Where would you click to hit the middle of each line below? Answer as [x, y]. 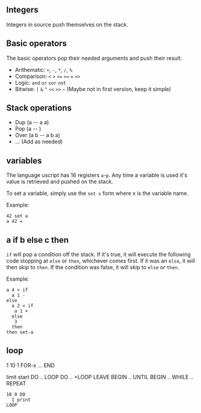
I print [21, 400]
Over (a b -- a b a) [37, 135]
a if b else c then [38, 240]
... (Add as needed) [39, 142]
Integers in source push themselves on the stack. [67, 24]
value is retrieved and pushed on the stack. [60, 182]
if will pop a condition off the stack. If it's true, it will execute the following [98, 255]
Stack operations [39, 108]
